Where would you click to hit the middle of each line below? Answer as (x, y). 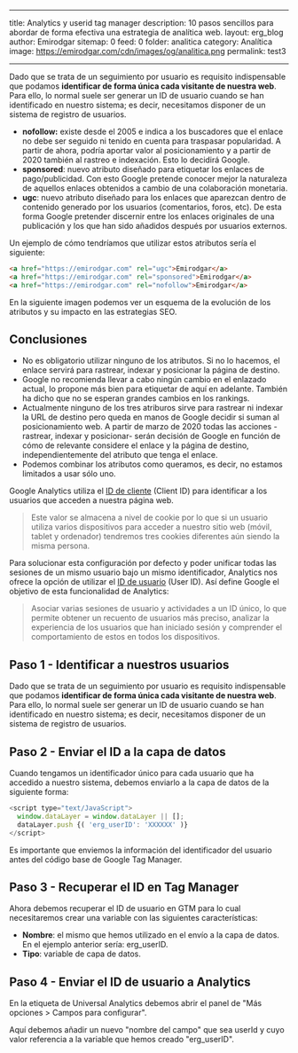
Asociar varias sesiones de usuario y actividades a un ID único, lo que (158, 609)
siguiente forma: (39, 792)
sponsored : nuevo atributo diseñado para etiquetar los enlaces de (143, 169)
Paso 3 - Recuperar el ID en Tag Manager (124, 887)
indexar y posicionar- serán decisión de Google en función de (168, 436)
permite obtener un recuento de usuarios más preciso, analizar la (150, 618)
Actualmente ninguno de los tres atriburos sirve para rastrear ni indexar (153, 408)
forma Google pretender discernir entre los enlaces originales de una (148, 216)
